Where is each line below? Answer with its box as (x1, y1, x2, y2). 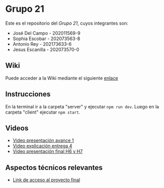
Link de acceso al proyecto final (12, 177, 80, 183)
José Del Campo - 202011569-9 (12, 30, 80, 36)
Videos (5, 124, 29, 133)
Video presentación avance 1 (12, 137, 74, 144)
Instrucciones (5, 90, 51, 99)
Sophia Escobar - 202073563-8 (12, 35, 80, 42)
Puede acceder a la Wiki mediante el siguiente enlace (5, 75, 118, 81)
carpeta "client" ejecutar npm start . (5, 109, 80, 115)
